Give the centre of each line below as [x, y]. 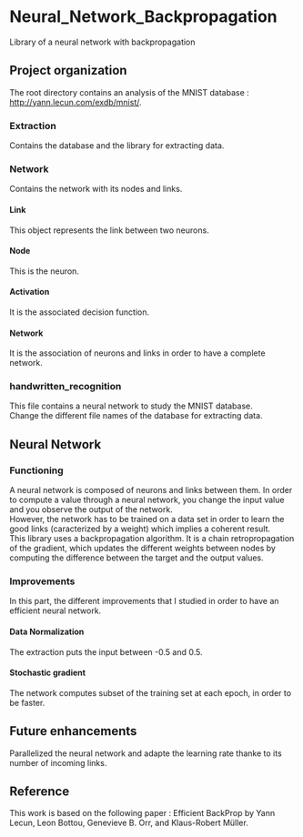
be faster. [27, 702]
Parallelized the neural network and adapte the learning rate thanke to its [146, 753]
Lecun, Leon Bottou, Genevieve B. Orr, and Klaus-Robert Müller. [129, 823]
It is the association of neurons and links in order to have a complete [137, 353]
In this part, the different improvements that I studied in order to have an [144, 601]
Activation [30, 292]
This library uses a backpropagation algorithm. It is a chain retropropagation [152, 539]
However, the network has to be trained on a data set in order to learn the [147, 519]
